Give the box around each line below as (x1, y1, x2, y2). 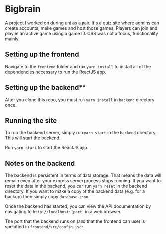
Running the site (5, 116, 57, 125)
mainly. (5, 36, 20, 42)
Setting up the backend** (5, 83, 86, 92)
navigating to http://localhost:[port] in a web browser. (5, 209, 122, 215)
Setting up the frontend (5, 50, 79, 59)
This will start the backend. (5, 135, 61, 141)
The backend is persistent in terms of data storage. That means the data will (5, 172, 162, 178)
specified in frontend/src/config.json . (5, 224, 85, 230)
